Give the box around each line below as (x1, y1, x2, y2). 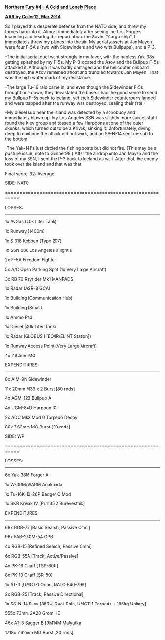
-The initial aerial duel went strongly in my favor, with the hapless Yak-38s (5, 54, 155, 60)
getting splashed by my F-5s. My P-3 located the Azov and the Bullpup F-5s (5, 59, 159, 65)
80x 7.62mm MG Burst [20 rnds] (5, 424, 70, 429)
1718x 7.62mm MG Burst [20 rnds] (5, 630, 74, 635)
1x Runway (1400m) (5, 228, 45, 234)
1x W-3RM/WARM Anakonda (5, 482, 63, 487)
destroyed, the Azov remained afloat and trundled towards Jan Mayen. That (5, 70, 158, 75)
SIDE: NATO (5, 180, 29, 186)
